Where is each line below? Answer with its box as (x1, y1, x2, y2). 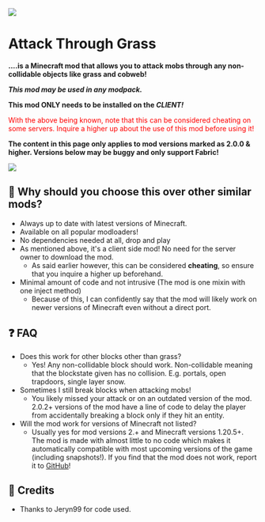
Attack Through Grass (8, 35, 157, 53)
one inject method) (19, 286, 81, 295)
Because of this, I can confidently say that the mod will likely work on (31, 294, 257, 304)
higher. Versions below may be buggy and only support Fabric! (8, 147, 219, 157)
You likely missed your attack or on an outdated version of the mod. (31, 393, 252, 403)
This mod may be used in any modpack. (8, 85, 142, 94)
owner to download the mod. (19, 252, 114, 262)
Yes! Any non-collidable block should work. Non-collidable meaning (31, 360, 253, 369)
